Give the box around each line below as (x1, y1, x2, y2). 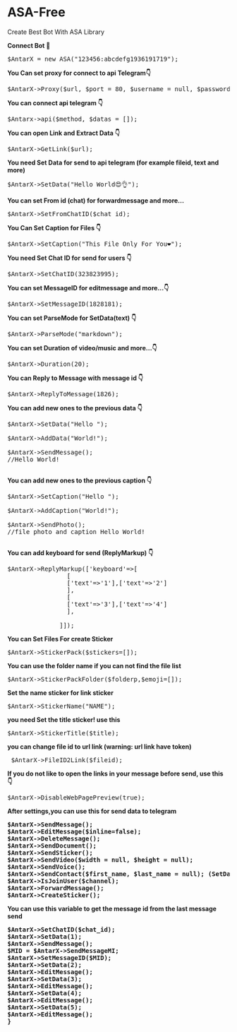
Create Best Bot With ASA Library (7, 28, 104, 36)
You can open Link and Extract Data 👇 (7, 129, 120, 137)
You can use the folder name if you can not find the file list (7, 661, 181, 670)
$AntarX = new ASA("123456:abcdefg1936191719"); (7, 54, 178, 63)
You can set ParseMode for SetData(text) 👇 (7, 314, 137, 322)
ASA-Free (7, 4, 66, 20)
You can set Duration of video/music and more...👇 (7, 343, 157, 352)
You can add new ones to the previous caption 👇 (7, 476, 152, 485)
